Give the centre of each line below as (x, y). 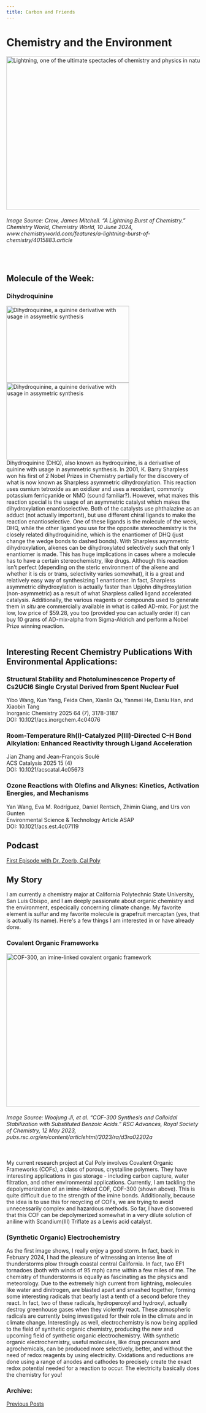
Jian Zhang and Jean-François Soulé (53, 757)
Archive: (19, 1391)
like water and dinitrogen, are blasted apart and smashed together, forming (101, 1290)
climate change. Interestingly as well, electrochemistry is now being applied (102, 1323)
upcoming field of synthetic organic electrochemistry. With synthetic (93, 1336)
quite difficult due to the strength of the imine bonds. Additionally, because (101, 1195)
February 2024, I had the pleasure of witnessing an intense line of (90, 1258)
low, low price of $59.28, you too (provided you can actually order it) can (98, 613)
